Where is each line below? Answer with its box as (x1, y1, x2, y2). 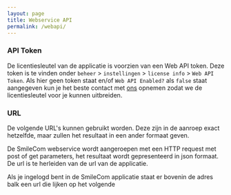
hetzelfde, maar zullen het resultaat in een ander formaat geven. (7, 131, 190, 139)
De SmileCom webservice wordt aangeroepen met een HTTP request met (7, 145, 217, 153)
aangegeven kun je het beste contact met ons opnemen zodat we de (7, 84, 203, 92)
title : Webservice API (7, 17, 72, 24)
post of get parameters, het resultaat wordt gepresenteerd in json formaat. (7, 151, 219, 160)
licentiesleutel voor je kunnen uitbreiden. (7, 91, 123, 99)
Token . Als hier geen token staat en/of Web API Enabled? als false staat (7, 76, 208, 84)
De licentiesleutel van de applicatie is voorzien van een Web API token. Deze (7, 62, 225, 70)
